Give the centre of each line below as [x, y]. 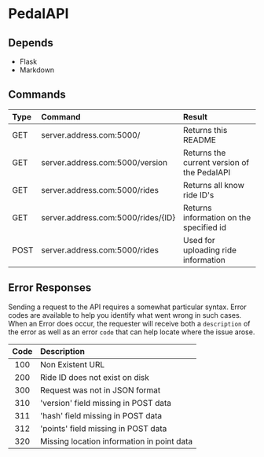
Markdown [37, 70]
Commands [37, 95]
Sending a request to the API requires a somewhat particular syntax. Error [127, 307]
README [200, 140]
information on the [217, 217]
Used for [200, 240]
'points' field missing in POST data [104, 428]
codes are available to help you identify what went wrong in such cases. [125, 315]
